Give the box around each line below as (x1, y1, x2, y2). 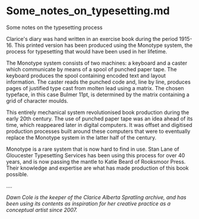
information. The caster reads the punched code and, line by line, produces (6, 78, 191, 85)
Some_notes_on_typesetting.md (6, 4, 170, 18)
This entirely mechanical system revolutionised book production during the (6, 109, 189, 116)
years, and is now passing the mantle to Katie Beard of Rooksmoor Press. (6, 158, 186, 165)
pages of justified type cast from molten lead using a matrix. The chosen (6, 84, 184, 91)
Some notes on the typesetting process (6, 24, 103, 31)
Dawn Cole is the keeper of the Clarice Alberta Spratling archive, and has (6, 193, 187, 201)
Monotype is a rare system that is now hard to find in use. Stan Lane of (6, 145, 179, 153)
